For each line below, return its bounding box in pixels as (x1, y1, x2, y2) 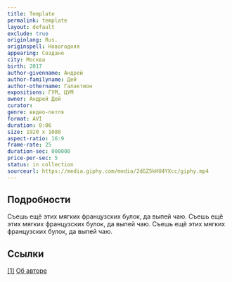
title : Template (7, 10, 55, 18)
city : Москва (7, 56, 46, 63)
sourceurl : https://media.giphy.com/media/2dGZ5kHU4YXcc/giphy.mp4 (7, 167, 210, 175)
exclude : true (7, 30, 49, 37)
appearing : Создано (7, 50, 65, 57)
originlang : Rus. (7, 37, 58, 44)
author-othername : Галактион (7, 82, 93, 90)
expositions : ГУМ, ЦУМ (7, 89, 74, 96)
